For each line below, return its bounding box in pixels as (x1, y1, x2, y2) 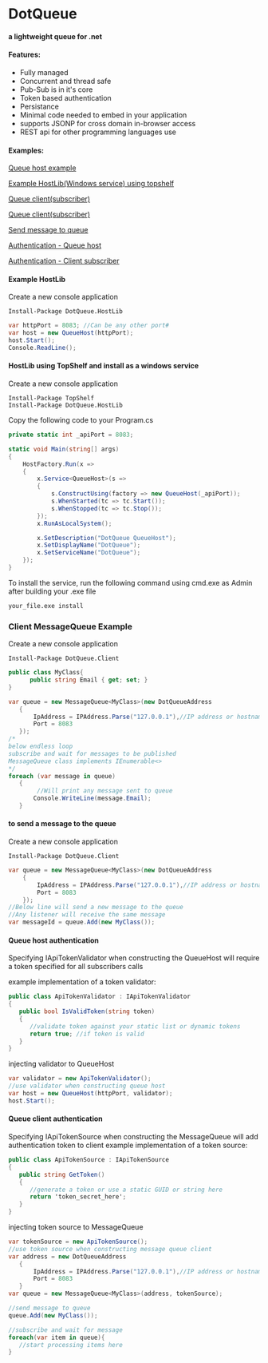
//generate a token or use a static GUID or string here (29, 1186, 223, 1194)
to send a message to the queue (8, 819, 117, 829)
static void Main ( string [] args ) (8, 445, 120, 453)
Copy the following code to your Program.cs (8, 415, 154, 425)
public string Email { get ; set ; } (29, 676, 148, 684)
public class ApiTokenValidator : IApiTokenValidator (8, 992, 191, 1001)
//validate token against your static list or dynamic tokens (29, 1022, 241, 1031)
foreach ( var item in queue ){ (8, 1333, 105, 1341)
